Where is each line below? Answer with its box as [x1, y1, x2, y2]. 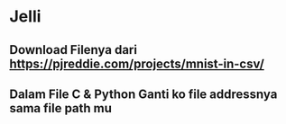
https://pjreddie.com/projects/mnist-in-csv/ [9, 56, 264, 71]
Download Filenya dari [9, 42, 138, 58]
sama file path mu [9, 101, 113, 116]
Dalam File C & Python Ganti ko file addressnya [9, 86, 278, 102]
